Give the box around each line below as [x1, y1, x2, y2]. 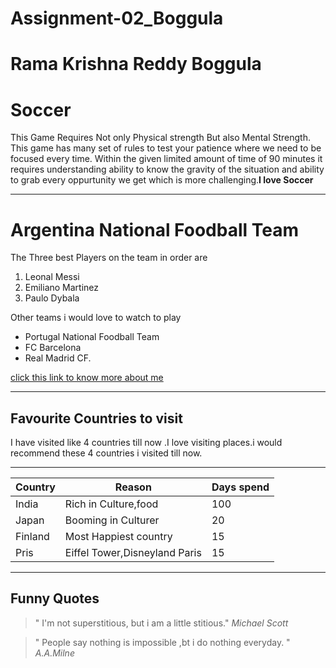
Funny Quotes [10, 590, 100, 607]
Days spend [211, 480, 270, 494]
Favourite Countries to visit [10, 410, 183, 427]
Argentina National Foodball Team [10, 218, 299, 241]
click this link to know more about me [10, 372, 164, 384]
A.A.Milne [34, 647, 75, 659]
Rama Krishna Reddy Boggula [10, 53, 262, 76]
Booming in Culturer [64, 513, 160, 527]
